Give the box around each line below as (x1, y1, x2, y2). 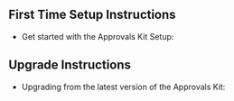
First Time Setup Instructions (8, 7, 177, 23)
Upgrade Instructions (8, 58, 132, 73)
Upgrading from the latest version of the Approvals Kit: (21, 81, 226, 92)
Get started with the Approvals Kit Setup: (21, 31, 174, 41)
